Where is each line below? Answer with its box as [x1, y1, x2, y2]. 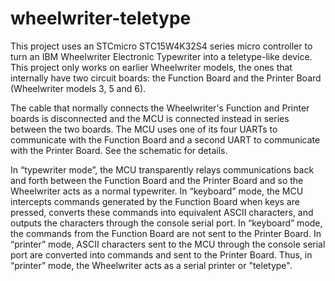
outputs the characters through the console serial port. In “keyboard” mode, [10, 217, 323, 229]
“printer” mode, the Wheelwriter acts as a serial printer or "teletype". [10, 259, 293, 271]
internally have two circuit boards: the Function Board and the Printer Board [10, 72, 322, 84]
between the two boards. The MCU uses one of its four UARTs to [10, 123, 278, 135]
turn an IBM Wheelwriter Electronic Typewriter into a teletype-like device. [10, 50, 313, 62]
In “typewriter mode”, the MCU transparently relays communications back [10, 163, 315, 176]
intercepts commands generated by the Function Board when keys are [10, 195, 300, 207]
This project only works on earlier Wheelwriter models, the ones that [10, 61, 293, 73]
